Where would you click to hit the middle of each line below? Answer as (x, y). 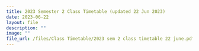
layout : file (22, 22)
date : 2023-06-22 (28, 17)
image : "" (18, 33)
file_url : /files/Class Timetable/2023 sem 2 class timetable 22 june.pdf (100, 39)
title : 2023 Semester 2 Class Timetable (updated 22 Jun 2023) (86, 11)
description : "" (26, 28)
